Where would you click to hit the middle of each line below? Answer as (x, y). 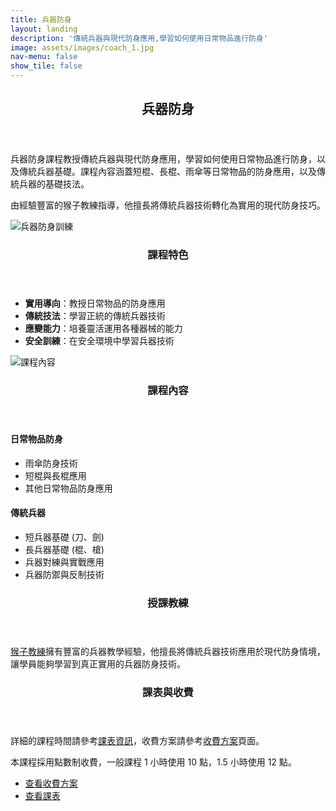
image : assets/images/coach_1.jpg (82, 47)
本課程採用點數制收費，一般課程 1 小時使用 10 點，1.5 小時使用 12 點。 (153, 762)
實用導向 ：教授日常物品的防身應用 (95, 303)
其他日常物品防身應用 (68, 488)
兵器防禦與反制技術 (64, 575)
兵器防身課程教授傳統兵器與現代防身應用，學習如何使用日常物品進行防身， (163, 159)
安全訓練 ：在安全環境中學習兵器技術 (99, 341)
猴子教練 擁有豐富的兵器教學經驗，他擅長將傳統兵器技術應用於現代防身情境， (168, 651)
